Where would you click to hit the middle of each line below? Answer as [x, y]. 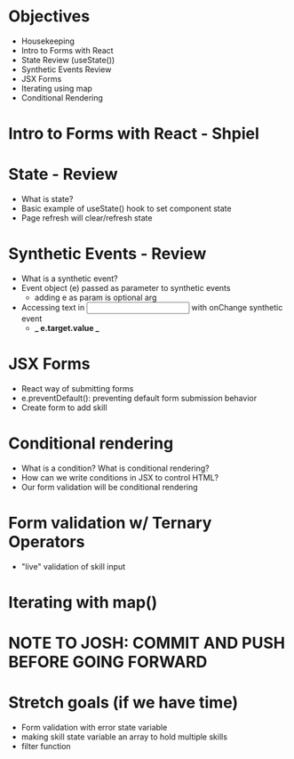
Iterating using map [56, 88]
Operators [47, 542]
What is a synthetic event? [69, 279]
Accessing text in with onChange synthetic [152, 307]
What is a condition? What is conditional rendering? [115, 468]
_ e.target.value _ [67, 328]
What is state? [47, 199]
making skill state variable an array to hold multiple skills [124, 737]
